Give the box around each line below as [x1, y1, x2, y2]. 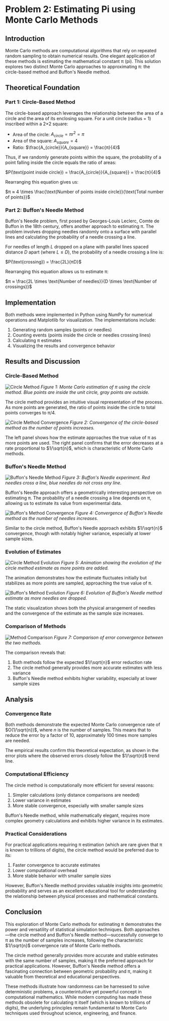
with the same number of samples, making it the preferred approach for [5, 957, 154, 964]
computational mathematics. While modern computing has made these [5, 994, 152, 1000]
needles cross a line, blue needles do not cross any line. [5, 480, 122, 486]
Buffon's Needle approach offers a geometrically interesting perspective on [5, 489, 162, 496]
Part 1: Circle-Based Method [5, 99, 75, 106]
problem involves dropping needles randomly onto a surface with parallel [5, 229, 157, 235]
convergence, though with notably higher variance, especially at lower [5, 531, 151, 537]
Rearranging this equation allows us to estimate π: [5, 269, 109, 275]
